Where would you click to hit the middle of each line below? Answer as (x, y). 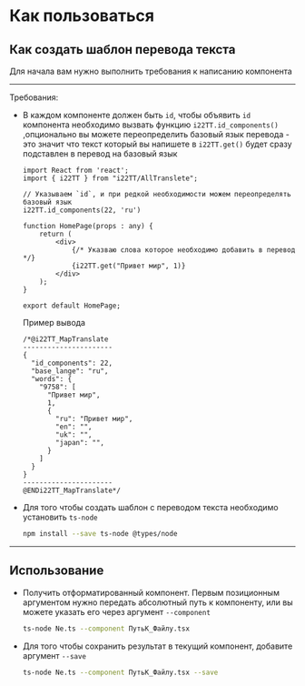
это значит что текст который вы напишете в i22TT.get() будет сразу (157, 144)
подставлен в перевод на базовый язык (100, 154)
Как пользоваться (82, 16)
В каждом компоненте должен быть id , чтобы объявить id (137, 115)
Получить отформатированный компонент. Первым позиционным (151, 592)
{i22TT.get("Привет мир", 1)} (128, 266)
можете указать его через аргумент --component (117, 611)
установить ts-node (60, 517)
